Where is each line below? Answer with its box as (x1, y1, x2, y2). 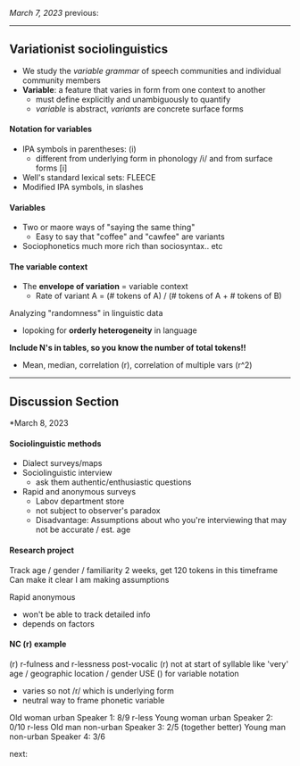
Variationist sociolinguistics (9, 42, 168, 57)
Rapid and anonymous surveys (21, 487, 137, 497)
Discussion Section (9, 394, 120, 409)
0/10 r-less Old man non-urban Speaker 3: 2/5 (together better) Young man (9, 721, 286, 732)
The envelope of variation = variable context (21, 281, 189, 292)
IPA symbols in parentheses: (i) (21, 144, 137, 154)
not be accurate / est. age (35, 524, 131, 535)
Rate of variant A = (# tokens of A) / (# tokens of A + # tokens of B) (35, 290, 283, 302)
